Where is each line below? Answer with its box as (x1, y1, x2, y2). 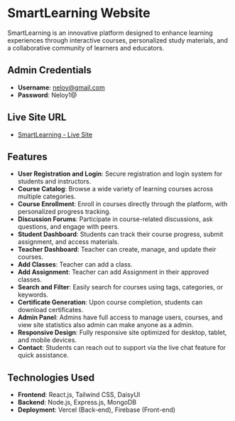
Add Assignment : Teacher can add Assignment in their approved (17, 268, 209, 277)
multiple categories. (17, 192, 76, 201)
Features (7, 151, 48, 163)
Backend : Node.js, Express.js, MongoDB (17, 398, 137, 407)
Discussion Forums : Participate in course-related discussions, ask (17, 215, 213, 223)
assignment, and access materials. (17, 238, 119, 246)
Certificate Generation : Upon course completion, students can (17, 298, 203, 307)
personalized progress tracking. (17, 208, 111, 216)
